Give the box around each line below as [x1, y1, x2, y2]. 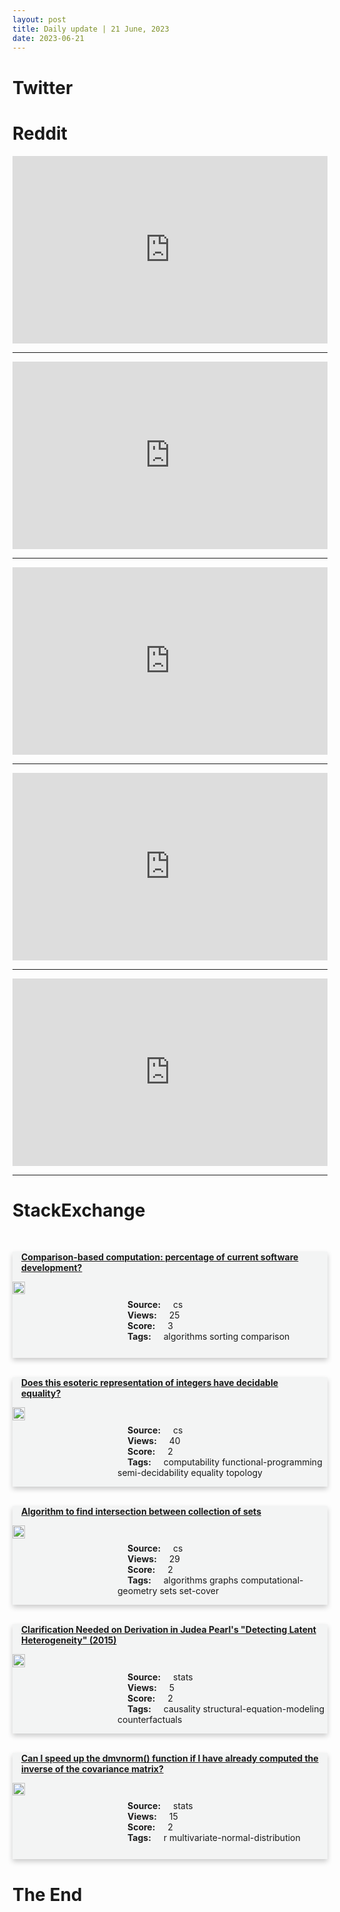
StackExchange [12, 1199, 146, 1221]
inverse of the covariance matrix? [21, 1763, 164, 1775]
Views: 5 [127, 1682, 175, 1694]
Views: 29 [127, 1553, 180, 1565]
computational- [240, 1574, 304, 1586]
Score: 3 [127, 1320, 174, 1332]
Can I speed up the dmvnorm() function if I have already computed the [21, 1752, 319, 1765]
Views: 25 [127, 1309, 180, 1321]
